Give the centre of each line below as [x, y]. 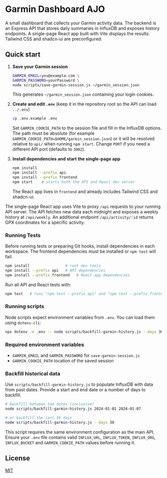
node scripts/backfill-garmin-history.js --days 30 [60, 422]
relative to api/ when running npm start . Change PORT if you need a [81, 144]
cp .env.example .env [35, 119]
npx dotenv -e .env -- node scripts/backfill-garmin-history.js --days [81, 332]
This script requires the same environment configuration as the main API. [80, 432]
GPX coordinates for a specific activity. [45, 222]
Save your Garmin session [40, 66]
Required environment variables [45, 344]
